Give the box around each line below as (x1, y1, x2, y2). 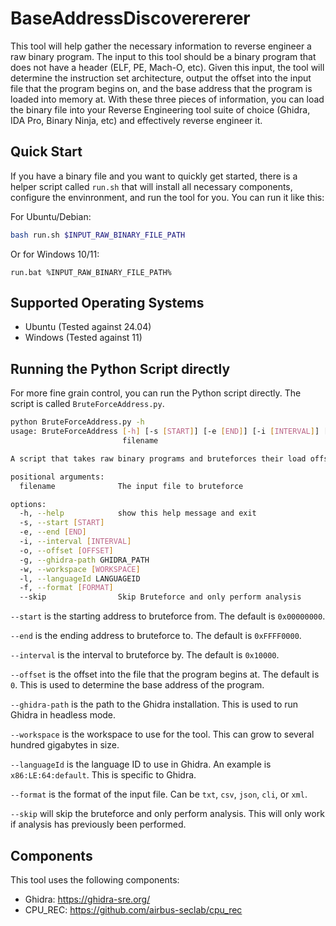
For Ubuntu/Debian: (10, 210, 92, 222)
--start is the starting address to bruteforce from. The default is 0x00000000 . (10, 610, 326, 622)
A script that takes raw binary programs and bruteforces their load (10, 453, 307, 464)
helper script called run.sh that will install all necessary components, (10, 180, 293, 192)
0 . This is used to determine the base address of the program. (10, 679, 265, 691)
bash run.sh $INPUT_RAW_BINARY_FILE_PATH (10, 230, 186, 240)
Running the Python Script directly (10, 360, 231, 377)
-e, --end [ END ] (19, 527, 87, 537)
